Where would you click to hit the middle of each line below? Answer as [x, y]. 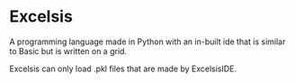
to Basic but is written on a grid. [68, 51]
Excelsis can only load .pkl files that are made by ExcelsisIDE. [123, 69]
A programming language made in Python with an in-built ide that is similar [147, 41]
